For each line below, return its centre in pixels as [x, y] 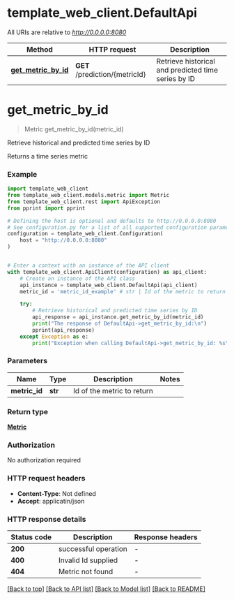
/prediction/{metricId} [111, 74]
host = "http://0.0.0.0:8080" [64, 240]
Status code [31, 537]
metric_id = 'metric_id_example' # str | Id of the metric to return [123, 291]
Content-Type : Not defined [56, 493]
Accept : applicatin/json [51, 501]
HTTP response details [47, 519]
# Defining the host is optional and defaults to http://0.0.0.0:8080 [112, 221]
